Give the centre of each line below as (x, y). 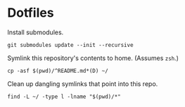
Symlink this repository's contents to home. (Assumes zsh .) (93, 58)
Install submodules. (36, 32)
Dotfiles (31, 13)
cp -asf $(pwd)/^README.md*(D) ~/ (58, 71)
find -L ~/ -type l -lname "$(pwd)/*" (64, 97)
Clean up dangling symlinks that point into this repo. (83, 84)
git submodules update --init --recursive (70, 45)
